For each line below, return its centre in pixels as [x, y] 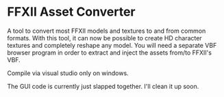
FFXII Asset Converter [71, 12]
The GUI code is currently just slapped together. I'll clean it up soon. [103, 86]
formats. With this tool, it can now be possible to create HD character [104, 38]
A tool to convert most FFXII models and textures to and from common [107, 31]
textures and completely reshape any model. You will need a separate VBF [112, 45]
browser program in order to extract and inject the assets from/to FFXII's [110, 53]
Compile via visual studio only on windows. [68, 73]
